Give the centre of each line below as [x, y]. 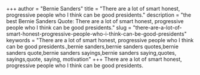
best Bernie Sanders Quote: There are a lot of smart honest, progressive [95, 21]
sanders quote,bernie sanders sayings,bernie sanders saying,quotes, [91, 53]
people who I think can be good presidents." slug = [69, 27]
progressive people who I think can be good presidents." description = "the [99, 15]
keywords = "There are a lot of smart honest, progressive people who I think [100, 40]
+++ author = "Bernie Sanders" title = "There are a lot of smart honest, [93, 9]
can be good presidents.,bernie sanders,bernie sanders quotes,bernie [93, 46]
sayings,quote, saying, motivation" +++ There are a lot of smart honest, [94, 59]
